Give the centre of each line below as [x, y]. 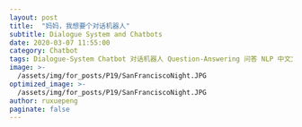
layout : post [34, 17]
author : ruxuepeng [44, 101]
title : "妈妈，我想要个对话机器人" [70, 26]
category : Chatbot [44, 51]
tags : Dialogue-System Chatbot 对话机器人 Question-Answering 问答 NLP [142, 59]
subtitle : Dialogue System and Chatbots [86, 34]
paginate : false [40, 109]
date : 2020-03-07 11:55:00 [60, 42]
